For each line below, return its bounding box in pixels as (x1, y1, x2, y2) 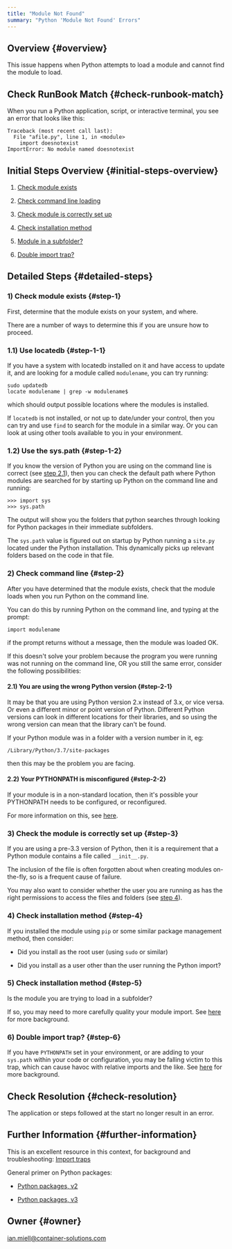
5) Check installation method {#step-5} (7, 978, 143, 988)
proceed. (7, 328, 33, 336)
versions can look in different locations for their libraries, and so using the (7, 712, 217, 721)
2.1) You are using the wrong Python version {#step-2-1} (7, 683, 173, 691)
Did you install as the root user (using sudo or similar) (17, 947, 168, 956)
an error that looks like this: (7, 114, 85, 122)
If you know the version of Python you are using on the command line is (7, 462, 213, 470)
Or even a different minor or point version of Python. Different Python (7, 705, 205, 713)
